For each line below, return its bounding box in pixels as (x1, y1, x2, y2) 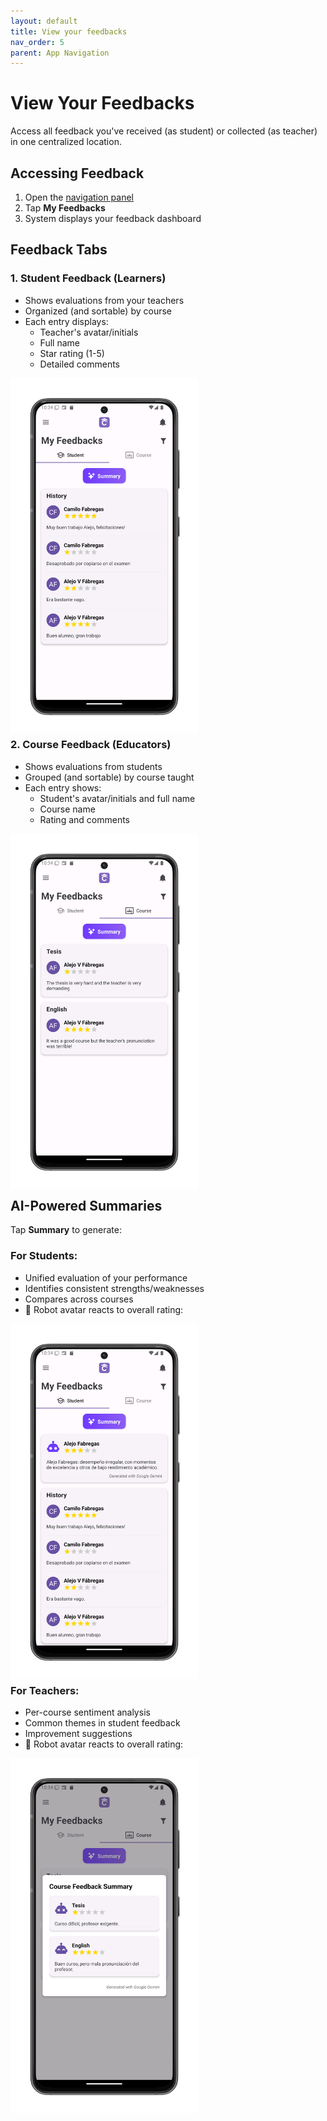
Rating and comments (39, 813, 130, 825)
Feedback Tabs (10, 241, 108, 259)
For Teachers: (10, 1683, 80, 1697)
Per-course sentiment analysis (24, 1706, 151, 1718)
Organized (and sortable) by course (24, 305, 172, 317)
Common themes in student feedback (24, 1716, 181, 1729)
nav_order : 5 (10, 37, 65, 47)
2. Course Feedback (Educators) (10, 738, 172, 752)
